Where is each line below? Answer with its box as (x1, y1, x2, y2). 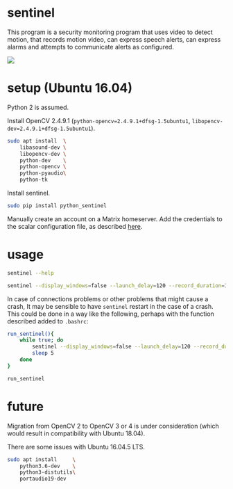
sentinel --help (7, 269, 54, 276)
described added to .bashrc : (7, 316, 89, 325)
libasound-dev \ (19, 144, 67, 151)
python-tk (19, 176, 49, 184)
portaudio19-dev (19, 475, 67, 483)
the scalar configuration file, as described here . (7, 222, 143, 230)
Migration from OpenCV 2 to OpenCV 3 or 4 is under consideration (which (7, 422, 220, 430)
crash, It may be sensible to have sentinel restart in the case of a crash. (7, 302, 214, 310)
